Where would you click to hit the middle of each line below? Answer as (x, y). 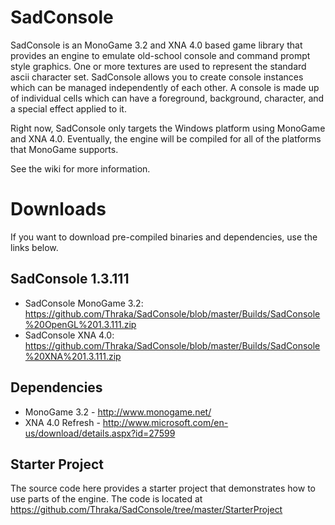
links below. (34, 247)
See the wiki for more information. (80, 168)
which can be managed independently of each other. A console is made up (165, 87)
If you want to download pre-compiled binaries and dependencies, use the (164, 237)
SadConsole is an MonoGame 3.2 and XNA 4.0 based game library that (156, 45)
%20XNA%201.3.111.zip (73, 356)
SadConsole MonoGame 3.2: (84, 303)
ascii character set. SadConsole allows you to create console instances (157, 77)
